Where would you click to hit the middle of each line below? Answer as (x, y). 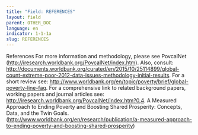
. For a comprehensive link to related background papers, (116, 88)
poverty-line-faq (26, 88)
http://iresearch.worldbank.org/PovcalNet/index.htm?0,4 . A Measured (91, 101)
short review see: (27, 81)
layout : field (24, 17)
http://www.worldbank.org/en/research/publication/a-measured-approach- (100, 119)
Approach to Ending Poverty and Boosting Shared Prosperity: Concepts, (94, 107)
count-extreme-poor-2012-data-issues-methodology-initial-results (88, 75)
